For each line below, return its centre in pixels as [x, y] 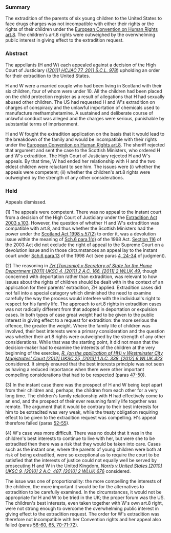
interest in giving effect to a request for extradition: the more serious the [81, 320]
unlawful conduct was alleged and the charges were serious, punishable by [85, 118]
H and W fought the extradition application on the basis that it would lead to [85, 134]
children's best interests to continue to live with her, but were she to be [80, 438]
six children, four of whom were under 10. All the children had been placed [84, 91]
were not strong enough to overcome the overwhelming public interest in [82, 508]
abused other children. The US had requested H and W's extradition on [80, 102]
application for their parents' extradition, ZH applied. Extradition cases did [83, 287]
